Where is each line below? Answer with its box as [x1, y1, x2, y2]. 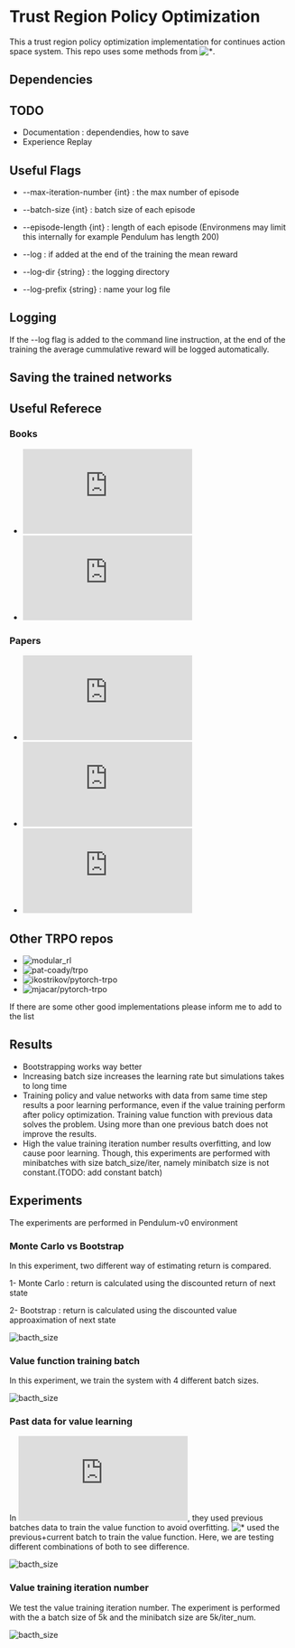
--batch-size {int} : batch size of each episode [22, 204, 196, 214]
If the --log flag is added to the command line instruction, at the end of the [9, 334, 286, 345]
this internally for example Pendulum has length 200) [22, 231, 219, 242]
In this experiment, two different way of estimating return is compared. [9, 1260, 272, 1271]
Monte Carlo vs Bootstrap [9, 1239, 124, 1252]
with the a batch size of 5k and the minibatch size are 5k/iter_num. [9, 1612, 257, 1623]
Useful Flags [9, 163, 81, 178]
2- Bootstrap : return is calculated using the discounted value [9, 1304, 237, 1315]
